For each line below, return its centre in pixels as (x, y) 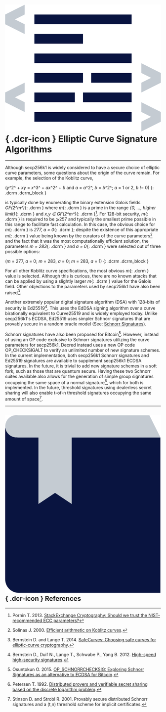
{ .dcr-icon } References (43, 599)
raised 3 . (13, 292)
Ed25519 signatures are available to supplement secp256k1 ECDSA (73, 360)
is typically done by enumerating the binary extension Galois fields (73, 203)
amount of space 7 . (24, 399)
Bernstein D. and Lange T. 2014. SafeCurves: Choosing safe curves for (84, 639)
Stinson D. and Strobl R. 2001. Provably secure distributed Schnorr (80, 699)
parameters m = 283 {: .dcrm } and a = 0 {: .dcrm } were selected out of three (83, 246)
